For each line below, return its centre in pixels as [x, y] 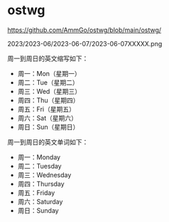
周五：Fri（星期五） [47, 109]
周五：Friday [36, 192]
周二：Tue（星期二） [48, 82]
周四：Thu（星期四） [48, 100]
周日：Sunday [38, 210]
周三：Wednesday [44, 175]
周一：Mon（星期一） [49, 73]
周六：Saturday [40, 201]
